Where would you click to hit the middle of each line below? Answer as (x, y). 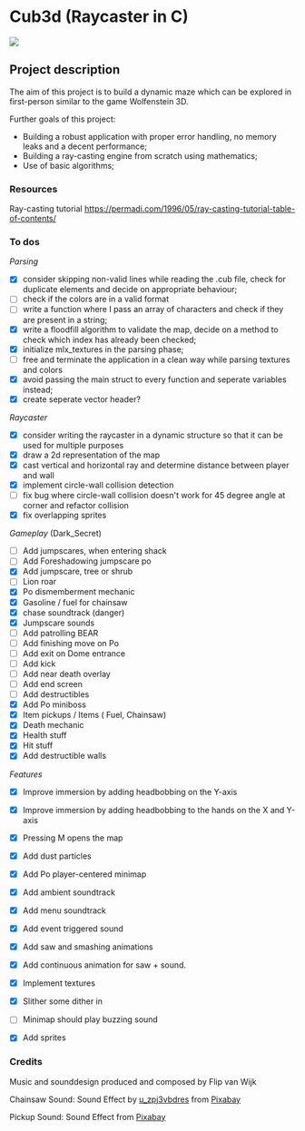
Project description (65, 70)
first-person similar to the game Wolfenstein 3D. (99, 101)
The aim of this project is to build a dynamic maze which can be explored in (151, 92)
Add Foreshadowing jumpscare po (87, 561)
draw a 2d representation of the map (91, 455)
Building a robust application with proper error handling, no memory (149, 136)
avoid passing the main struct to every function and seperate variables (155, 379)
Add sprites (44, 1038)
